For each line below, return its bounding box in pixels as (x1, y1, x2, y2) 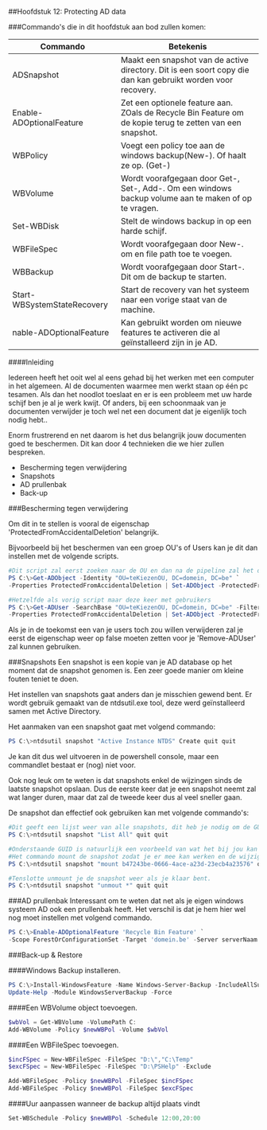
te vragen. (120, 203, 159, 213)
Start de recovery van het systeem (120, 284, 250, 295)
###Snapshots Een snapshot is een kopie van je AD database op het (8, 657, 233, 667)
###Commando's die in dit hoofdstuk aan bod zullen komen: (8, 22, 207, 31)
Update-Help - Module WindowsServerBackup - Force (8, 988, 172, 996)
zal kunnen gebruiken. (8, 642, 81, 652)
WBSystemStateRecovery (12, 299, 109, 310)
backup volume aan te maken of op (120, 193, 253, 204)
